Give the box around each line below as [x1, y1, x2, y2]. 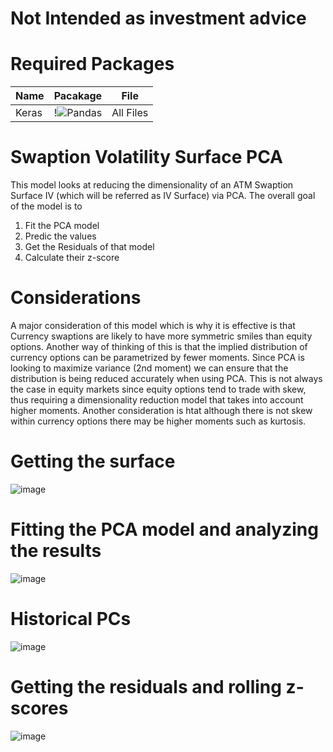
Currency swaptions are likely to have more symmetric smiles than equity [10, 330, 313, 342]
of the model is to [10, 200, 83, 212]
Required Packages [10, 53, 175, 76]
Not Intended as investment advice [10, 7, 307, 30]
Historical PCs [10, 608, 132, 631]
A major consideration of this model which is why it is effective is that [10, 320, 296, 331]
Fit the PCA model [24, 220, 100, 232]
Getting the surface [10, 450, 176, 473]
